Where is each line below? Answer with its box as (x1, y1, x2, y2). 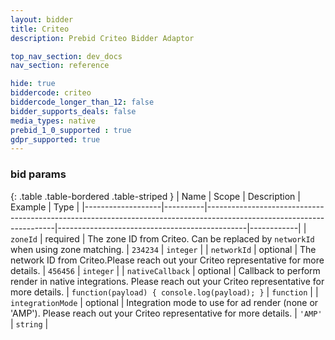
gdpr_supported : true (10, 134, 101, 145)
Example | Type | (10, 201, 80, 213)
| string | (10, 317, 49, 330)
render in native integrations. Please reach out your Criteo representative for (10, 275, 325, 287)
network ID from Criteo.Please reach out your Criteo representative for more (10, 254, 325, 266)
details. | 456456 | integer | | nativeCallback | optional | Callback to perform (10, 264, 321, 276)
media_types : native (10, 116, 97, 126)
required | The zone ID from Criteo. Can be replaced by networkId (44, 232, 315, 245)
